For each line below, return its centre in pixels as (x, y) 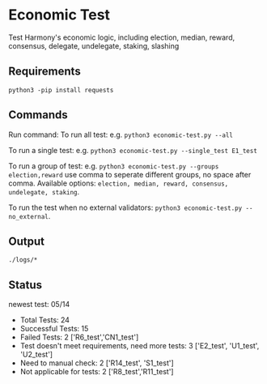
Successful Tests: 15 (54, 329)
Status (25, 285)
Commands (38, 115)
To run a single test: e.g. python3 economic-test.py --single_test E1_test (133, 150)
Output (26, 241)
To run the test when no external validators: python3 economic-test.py (125, 207)
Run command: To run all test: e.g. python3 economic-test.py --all (121, 134)
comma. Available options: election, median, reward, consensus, (119, 183)
